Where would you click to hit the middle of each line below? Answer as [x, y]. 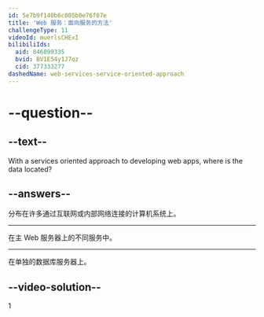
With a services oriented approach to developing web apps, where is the [126, 160]
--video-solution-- [55, 287]
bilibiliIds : [29, 45]
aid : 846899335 [40, 52]
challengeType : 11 [38, 30]
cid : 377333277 [40, 67]
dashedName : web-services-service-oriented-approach [96, 74]
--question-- [51, 113]
